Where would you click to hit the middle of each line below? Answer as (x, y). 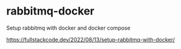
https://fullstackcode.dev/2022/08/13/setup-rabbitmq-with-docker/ (90, 39)
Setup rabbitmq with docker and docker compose (68, 28)
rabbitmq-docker (50, 11)
